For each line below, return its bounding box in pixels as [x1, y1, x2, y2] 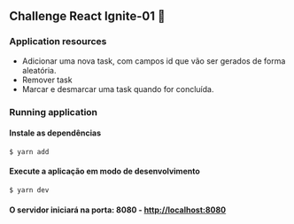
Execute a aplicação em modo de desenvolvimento [9, 166, 201, 177]
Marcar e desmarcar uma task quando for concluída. [21, 83, 214, 94]
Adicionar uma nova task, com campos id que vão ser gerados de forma [21, 55, 286, 66]
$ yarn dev [9, 186, 50, 195]
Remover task [21, 74, 73, 85]
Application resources [9, 35, 107, 48]
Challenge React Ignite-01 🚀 [9, 9, 166, 24]
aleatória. [21, 65, 57, 75]
